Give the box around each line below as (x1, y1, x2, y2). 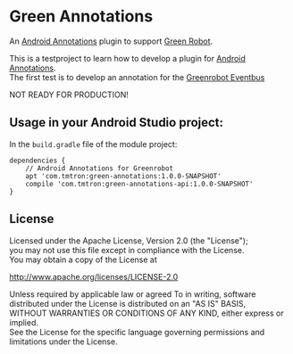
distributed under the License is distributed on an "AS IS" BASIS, (9, 298, 247, 309)
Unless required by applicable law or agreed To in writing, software (9, 288, 256, 300)
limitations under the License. (9, 336, 118, 347)
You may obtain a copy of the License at (9, 254, 158, 265)
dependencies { (9, 156, 66, 165)
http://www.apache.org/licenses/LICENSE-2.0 (9, 271, 179, 282)
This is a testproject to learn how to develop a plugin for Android (9, 53, 246, 63)
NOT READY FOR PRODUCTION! (9, 89, 130, 100)
